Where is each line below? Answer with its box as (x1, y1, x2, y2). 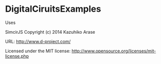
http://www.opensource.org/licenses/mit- (71, 48, 157, 54)
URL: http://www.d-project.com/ (5, 38, 71, 44)
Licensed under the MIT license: (5, 48, 71, 54)
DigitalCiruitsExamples (5, 3, 101, 15)
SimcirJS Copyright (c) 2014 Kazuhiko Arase (5, 29, 95, 35)
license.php (5, 53, 29, 59)
